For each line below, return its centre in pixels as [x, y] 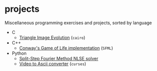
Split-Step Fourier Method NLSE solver [59, 58]
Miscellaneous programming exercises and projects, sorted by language [78, 23]
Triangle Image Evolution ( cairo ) [52, 37]
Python [19, 53]
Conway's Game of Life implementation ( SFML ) [66, 48]
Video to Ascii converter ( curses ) [52, 64]
